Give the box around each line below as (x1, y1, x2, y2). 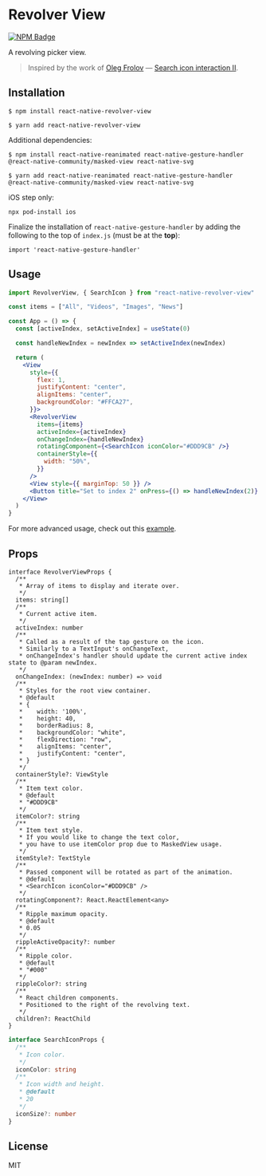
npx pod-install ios (8, 207, 77, 216)
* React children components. (18, 994, 119, 1002)
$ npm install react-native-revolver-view (8, 107, 151, 115)
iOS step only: (8, 192, 54, 202)
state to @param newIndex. (8, 659, 98, 667)
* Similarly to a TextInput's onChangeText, (18, 645, 170, 653)
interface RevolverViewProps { (8, 568, 112, 576)
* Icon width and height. (18, 1080, 105, 1088)
